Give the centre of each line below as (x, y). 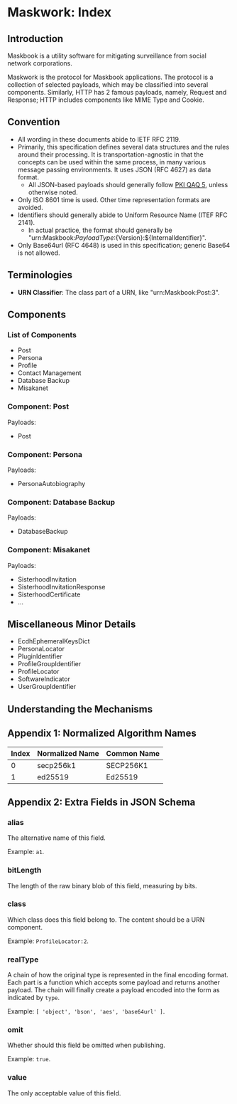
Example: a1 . (26, 852)
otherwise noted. (53, 192)
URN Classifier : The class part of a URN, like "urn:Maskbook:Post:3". (118, 292)
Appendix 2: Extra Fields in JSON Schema (101, 802)
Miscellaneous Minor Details (72, 624)
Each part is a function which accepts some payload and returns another (114, 982)
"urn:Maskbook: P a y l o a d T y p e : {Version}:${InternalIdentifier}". (117, 237)
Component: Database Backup (61, 502)
